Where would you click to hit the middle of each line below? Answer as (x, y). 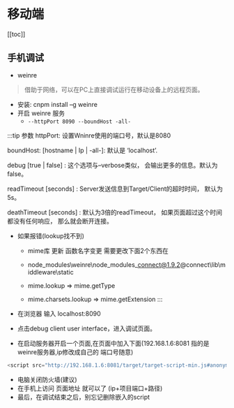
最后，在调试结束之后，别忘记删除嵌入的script (84, 397)
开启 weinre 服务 (41, 113)
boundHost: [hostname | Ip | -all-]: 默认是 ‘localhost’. (83, 150)
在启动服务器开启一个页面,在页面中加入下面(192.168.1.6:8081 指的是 (114, 343)
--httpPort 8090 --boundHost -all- (79, 122)
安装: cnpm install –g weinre (57, 104)
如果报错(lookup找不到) (51, 235)
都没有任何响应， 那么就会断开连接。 (60, 221)
